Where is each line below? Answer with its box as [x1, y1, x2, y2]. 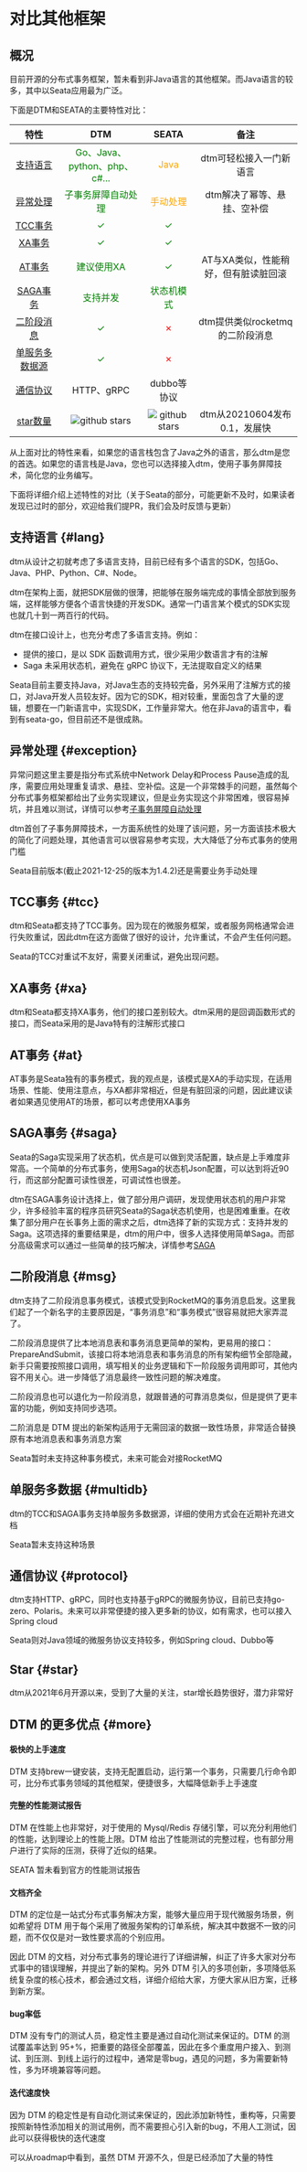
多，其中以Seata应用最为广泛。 [9, 85, 128, 96]
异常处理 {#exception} [9, 743, 138, 759]
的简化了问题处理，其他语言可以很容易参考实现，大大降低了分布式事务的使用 [9, 834, 298, 845]
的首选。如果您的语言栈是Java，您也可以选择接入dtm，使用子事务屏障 [9, 458, 274, 469]
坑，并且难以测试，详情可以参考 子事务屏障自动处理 [9, 803, 202, 814]
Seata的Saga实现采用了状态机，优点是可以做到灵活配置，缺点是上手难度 [9, 1151, 282, 1162]
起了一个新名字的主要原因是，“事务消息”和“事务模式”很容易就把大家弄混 [16, 1306, 288, 1317]
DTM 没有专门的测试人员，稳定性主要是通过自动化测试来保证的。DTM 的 [9, 2030, 282, 2041]
